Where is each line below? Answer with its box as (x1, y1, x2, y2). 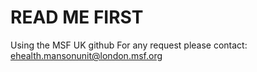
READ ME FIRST (10, 6, 144, 29)
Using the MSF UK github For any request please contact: (10, 39, 248, 51)
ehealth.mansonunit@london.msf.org (10, 49, 163, 61)
